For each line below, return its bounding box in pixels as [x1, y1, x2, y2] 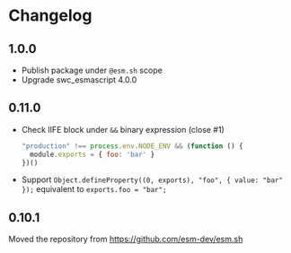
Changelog [8, 5, 93, 26]
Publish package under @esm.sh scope [21, 65, 163, 75]
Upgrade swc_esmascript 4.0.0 [21, 74, 137, 85]
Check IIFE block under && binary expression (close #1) [21, 124, 225, 135]
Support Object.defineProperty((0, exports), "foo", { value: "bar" [21, 174, 284, 185]
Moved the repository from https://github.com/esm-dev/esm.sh [8, 234, 243, 245]
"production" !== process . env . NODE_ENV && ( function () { [21, 141, 243, 151]
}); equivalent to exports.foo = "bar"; [21, 184, 167, 195]
